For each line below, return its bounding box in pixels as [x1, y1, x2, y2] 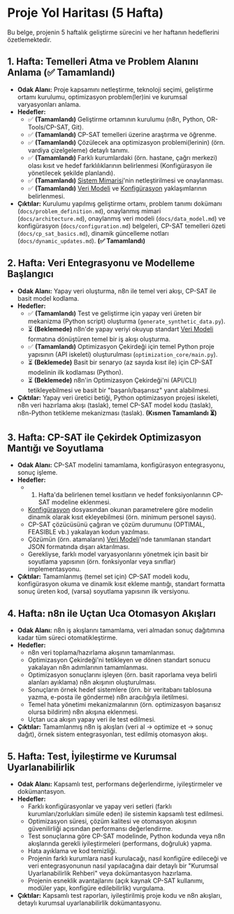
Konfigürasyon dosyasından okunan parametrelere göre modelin [27, 506, 213, 514]
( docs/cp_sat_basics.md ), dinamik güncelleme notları [17, 229, 169, 237]
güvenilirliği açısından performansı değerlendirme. [27, 824, 173, 833]
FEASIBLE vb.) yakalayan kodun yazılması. [27, 528, 150, 536]
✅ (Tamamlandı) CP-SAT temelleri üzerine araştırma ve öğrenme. [27, 130, 217, 138]
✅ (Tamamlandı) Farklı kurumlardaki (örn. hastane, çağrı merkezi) [27, 153, 218, 162]
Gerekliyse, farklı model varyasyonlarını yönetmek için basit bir [27, 550, 208, 559]
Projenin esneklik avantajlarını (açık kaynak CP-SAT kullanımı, [27, 876, 205, 885]
